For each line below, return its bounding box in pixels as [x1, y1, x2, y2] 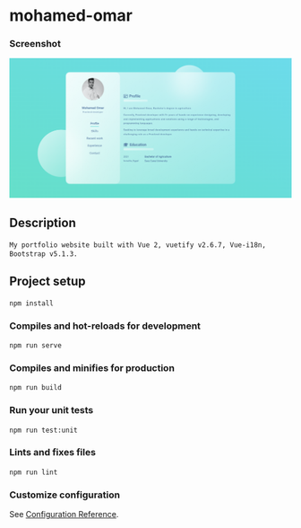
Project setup [9, 274, 87, 289]
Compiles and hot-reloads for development [9, 320, 202, 332]
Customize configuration [9, 488, 121, 501]
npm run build [9, 383, 63, 392]
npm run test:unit [9, 426, 78, 435]
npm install [9, 298, 54, 308]
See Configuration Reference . [9, 509, 119, 520]
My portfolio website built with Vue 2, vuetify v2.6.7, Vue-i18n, [9, 240, 267, 250]
